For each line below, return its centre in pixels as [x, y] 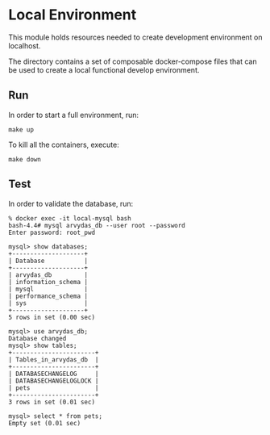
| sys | [48, 303]
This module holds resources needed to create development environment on [135, 37]
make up [21, 130]
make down [25, 159]
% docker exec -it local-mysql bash [70, 218]
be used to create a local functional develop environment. [104, 69]
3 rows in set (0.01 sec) [52, 402]
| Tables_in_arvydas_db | [54, 360]
